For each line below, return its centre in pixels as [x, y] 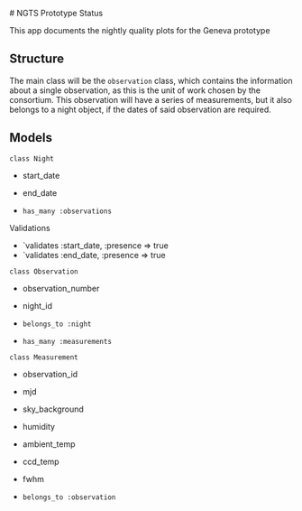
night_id [37, 305]
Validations [30, 228]
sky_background [53, 409]
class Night [32, 158]
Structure [37, 59]
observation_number [61, 288]
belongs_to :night [57, 324]
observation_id [50, 374]
